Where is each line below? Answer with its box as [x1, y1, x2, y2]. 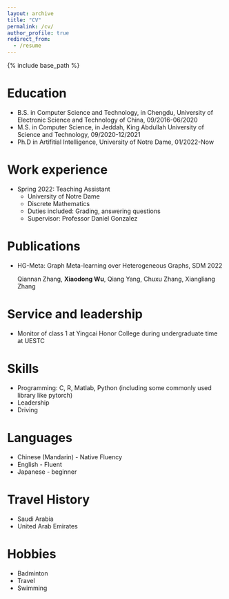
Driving [17, 405, 38, 414]
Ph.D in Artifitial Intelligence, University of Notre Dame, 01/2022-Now [17, 138, 215, 146]
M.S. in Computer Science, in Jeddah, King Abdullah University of [17, 122, 205, 131]
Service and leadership [7, 306, 143, 322]
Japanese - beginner [17, 468, 77, 476]
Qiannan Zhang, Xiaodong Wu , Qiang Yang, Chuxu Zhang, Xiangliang [17, 275, 216, 283]
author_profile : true [7, 29, 70, 37]
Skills [7, 360, 39, 376]
